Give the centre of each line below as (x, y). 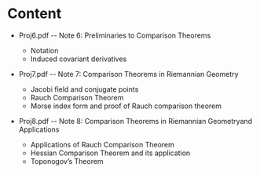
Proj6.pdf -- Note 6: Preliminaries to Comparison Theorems (115, 35)
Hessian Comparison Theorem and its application (110, 153)
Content (35, 14)
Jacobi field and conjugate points (84, 89)
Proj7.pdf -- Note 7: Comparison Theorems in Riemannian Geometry (128, 74)
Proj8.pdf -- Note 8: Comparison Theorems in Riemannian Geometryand (135, 121)
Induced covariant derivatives (79, 59)
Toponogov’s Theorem (67, 161)
